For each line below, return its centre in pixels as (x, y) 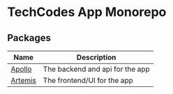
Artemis (24, 80)
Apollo (21, 69)
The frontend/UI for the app (88, 80)
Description (96, 57)
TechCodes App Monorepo (87, 12)
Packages (29, 38)
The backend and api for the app (96, 69)
